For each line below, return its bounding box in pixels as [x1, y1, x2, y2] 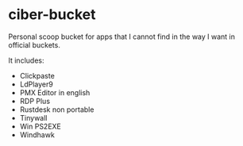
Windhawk [19, 129, 56, 140]
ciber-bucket [8, 6, 96, 24]
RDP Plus [19, 96, 50, 106]
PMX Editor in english [19, 87, 91, 97]
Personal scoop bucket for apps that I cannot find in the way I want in [8, 32, 236, 41]
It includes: [8, 56, 44, 65]
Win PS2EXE [19, 121, 62, 131]
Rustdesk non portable [19, 105, 94, 114]
